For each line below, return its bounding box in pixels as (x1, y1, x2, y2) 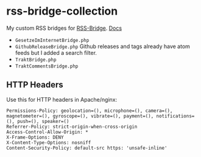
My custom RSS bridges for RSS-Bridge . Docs (6, 24, 122, 32)
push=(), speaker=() (17, 118, 69, 124)
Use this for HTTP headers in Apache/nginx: (6, 96, 118, 103)
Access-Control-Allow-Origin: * (6, 129, 88, 135)
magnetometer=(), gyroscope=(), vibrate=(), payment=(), (6, 113, 154, 119)
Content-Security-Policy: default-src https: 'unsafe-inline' (6, 145, 167, 151)
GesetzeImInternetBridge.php (15, 37, 90, 43)
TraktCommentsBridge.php (15, 63, 79, 69)
